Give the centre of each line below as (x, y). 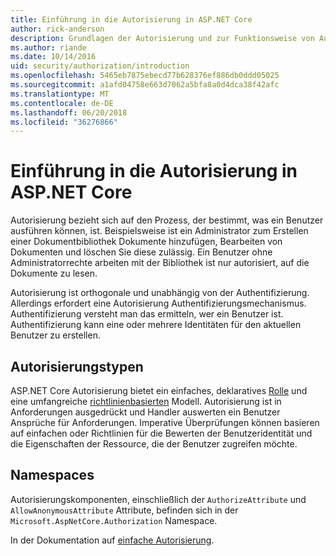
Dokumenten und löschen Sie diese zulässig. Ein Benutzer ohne (141, 252)
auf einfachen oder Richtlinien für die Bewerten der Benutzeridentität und (161, 433)
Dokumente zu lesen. (54, 273)
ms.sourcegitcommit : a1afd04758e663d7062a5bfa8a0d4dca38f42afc (145, 85)
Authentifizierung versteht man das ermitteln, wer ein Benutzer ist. (147, 314)
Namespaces (52, 475)
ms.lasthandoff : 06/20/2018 (69, 112)
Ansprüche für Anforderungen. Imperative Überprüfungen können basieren (165, 422)
